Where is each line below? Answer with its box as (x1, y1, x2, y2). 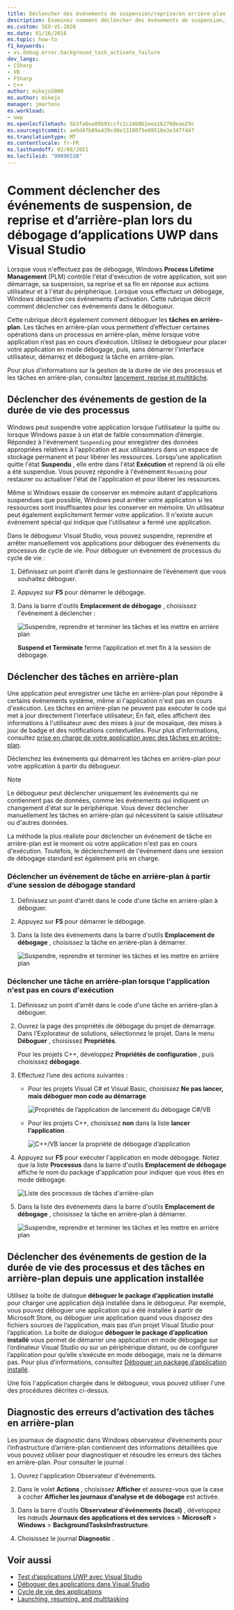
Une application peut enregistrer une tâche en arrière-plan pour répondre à (7, 689, 224, 697)
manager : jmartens (7, 101, 61, 108)
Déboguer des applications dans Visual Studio (17, 1580, 150, 1588)
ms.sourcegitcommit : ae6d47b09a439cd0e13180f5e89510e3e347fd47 (7, 127, 195, 134)
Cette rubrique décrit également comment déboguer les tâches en (7, 315, 198, 324)
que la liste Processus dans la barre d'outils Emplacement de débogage (17, 1161, 226, 1169)
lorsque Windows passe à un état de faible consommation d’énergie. (7, 430, 204, 439)
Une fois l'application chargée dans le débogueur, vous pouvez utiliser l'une (7, 1379, 225, 1387)
